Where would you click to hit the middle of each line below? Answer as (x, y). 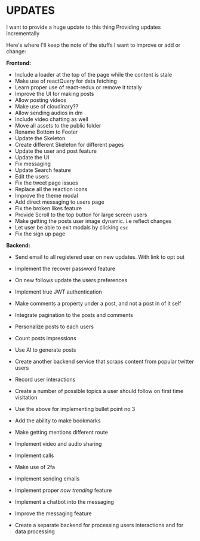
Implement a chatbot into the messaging (64, 501)
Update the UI (32, 157)
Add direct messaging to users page (59, 202)
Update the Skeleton (40, 138)
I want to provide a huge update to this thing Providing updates (84, 27)
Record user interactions (45, 379)
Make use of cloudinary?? (47, 106)
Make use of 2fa (35, 467)
